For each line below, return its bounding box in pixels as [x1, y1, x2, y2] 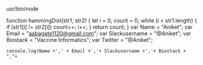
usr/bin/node [6, 5, 39, 12]
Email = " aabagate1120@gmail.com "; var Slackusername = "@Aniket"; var [6, 30, 191, 37]
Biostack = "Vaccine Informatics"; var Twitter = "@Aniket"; [6, 36, 153, 43]
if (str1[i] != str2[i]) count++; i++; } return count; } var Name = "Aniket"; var [6, 24, 193, 30]
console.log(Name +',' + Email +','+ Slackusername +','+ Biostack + [6, 48, 187, 54]
